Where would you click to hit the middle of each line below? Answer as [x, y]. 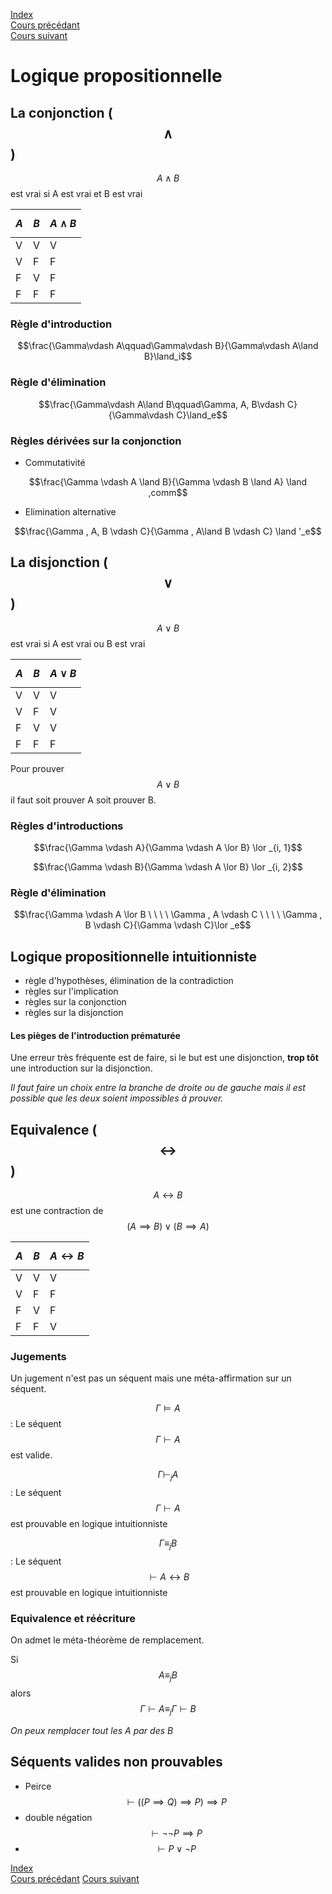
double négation [58, 1817]
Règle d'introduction [61, 324]
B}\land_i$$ [168, 356]
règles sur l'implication [71, 991]
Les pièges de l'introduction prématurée [95, 1035]
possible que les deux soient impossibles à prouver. [117, 1098]
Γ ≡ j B [168, 1544]
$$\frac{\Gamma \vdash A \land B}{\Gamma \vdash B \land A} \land [168, 481]
